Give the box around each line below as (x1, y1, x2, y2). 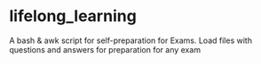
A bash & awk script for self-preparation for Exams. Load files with (9, 35, 253, 46)
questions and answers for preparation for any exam (9, 44, 202, 54)
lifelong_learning (9, 6, 138, 26)
